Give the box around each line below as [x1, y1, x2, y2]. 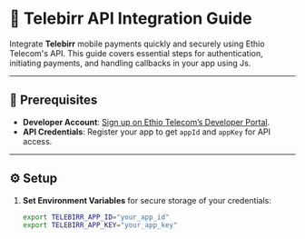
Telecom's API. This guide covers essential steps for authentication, [9, 47, 263, 58]
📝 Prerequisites [9, 93, 98, 108]
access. [22, 135, 53, 146]
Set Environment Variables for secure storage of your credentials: [22, 194, 272, 205]
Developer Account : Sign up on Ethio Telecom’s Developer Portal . [22, 116, 271, 127]
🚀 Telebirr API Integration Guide [9, 8, 252, 29]
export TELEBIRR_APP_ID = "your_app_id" [22, 213, 170, 222]
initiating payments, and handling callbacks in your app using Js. [9, 57, 251, 68]
